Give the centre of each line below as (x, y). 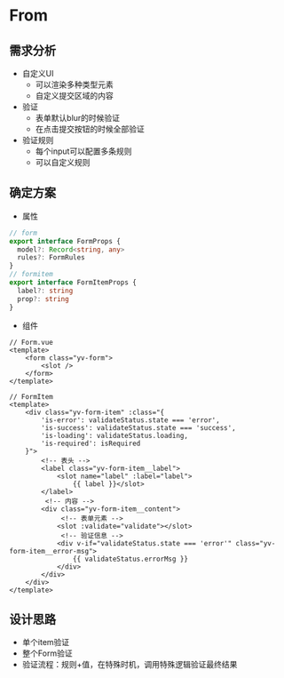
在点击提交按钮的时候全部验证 (90, 129)
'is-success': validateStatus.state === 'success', (139, 427)
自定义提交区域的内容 (74, 96)
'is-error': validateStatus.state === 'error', (130, 420)
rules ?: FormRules (51, 258)
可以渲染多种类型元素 (74, 84)
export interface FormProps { (65, 241)
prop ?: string (43, 299)
